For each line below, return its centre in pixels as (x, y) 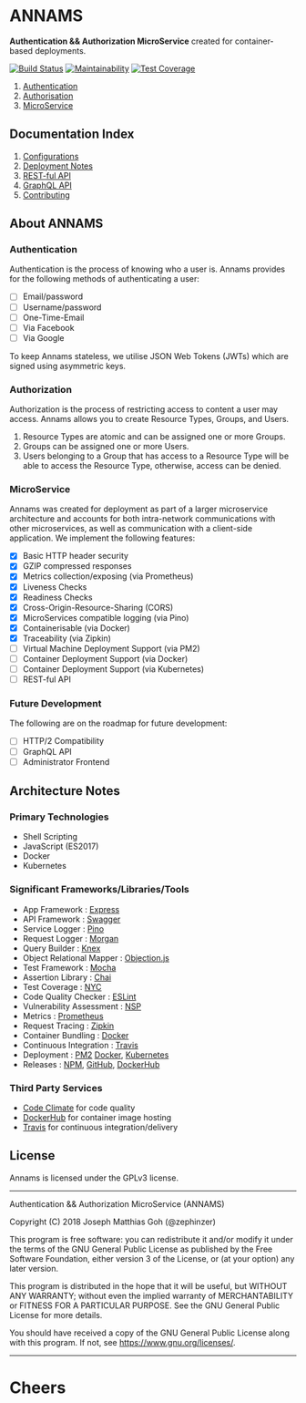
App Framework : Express (71, 909)
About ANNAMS (56, 224)
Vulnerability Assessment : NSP (82, 1006)
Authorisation (48, 96)
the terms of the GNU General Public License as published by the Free (141, 1249)
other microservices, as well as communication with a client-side (131, 529)
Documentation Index (72, 134)
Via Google (44, 337)
